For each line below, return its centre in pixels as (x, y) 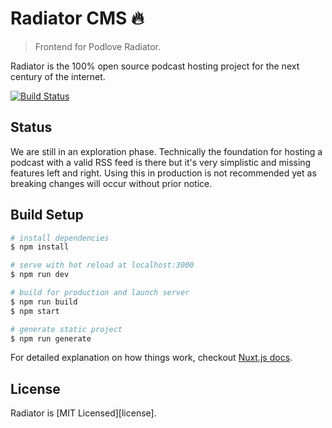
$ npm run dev (40, 275)
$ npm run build (44, 302)
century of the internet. (58, 76)
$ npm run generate (51, 338)
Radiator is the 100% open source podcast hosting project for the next (155, 66)
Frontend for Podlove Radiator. (98, 46)
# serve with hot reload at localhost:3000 (102, 265)
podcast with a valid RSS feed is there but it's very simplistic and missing (161, 162)
